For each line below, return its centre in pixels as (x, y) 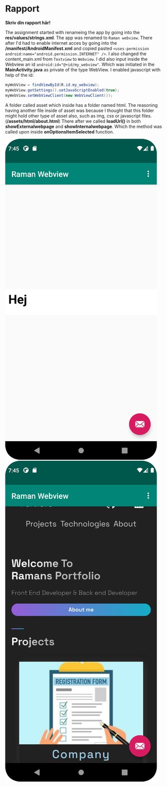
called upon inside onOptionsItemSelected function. (59, 132)
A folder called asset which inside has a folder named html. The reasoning (81, 105)
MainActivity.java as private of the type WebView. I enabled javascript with (83, 70)
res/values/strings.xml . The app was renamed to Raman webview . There (79, 38)
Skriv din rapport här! (28, 23)
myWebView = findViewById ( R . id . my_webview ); (52, 85)
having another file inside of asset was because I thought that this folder (79, 110)
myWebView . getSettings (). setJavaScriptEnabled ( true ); (62, 90)
